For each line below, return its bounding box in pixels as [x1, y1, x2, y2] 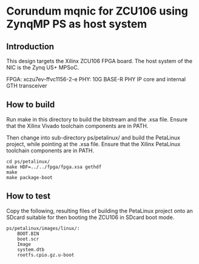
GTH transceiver [6, 82, 47, 89]
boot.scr [17, 235, 39, 242]
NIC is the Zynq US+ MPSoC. [6, 64, 79, 71]
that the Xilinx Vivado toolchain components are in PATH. [6, 122, 149, 129]
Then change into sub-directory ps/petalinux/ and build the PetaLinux [6, 134, 181, 141]
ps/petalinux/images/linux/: [6, 225, 80, 231]
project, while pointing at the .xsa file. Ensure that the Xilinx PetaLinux [6, 140, 181, 147]
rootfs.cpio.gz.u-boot [17, 252, 75, 258]
